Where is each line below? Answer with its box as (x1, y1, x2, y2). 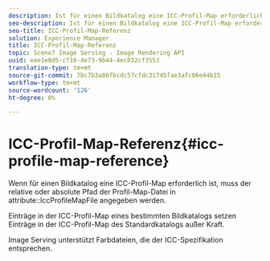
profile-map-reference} (8, 152, 170, 171)
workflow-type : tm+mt (8, 78, 81, 86)
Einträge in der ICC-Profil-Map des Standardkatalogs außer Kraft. (8, 219, 225, 229)
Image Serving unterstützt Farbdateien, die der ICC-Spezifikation (8, 235, 223, 245)
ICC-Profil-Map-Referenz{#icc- (8, 135, 224, 153)
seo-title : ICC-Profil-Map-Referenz (8, 26, 131, 34)
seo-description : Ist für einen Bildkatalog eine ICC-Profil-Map (8, 19, 231, 27)
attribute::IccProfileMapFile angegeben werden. (8, 195, 166, 205)
